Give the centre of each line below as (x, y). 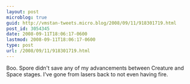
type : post (20, 46)
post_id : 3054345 (28, 28)
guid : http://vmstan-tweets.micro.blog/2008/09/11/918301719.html (91, 23)
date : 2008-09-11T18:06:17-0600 (47, 34)
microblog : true (27, 17)
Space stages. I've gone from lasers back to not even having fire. (87, 74)
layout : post (23, 12)
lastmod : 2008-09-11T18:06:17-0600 (51, 40)
